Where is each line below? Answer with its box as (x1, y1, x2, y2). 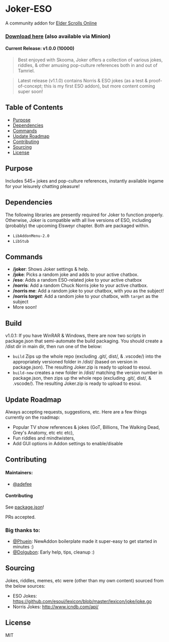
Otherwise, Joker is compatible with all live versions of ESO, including (5, 217, 152, 223)
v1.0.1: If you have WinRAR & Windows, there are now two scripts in (5, 333, 146, 339)
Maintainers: (5, 469, 33, 475)
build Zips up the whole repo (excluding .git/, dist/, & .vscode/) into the (12, 353, 162, 359)
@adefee (12, 481, 32, 487)
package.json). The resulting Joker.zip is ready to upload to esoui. (12, 364, 152, 371)
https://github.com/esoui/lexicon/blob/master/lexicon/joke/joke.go (12, 598, 152, 604)
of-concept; (17, 83, 43, 89)
